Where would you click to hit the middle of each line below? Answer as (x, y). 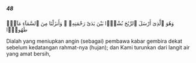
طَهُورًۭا (17, 29)
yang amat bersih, (28, 53)
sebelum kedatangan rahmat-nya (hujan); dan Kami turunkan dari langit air (98, 47)
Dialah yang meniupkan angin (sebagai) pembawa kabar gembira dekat (94, 41)
